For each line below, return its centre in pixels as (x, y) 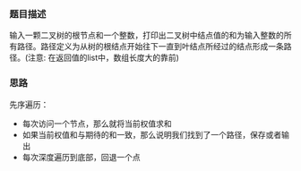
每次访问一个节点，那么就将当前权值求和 (97, 124)
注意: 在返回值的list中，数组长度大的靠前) (103, 58)
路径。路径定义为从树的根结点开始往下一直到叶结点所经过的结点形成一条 (150, 47)
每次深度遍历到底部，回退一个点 (81, 157)
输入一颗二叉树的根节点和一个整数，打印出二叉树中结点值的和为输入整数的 (146, 35)
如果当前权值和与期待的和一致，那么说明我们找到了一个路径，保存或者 (152, 134)
